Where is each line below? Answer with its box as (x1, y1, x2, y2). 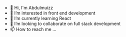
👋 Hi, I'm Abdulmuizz (9, 5, 53, 10)
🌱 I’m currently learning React (9, 15, 71, 21)
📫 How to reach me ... (9, 26, 56, 32)
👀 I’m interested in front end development (9, 10, 96, 16)
